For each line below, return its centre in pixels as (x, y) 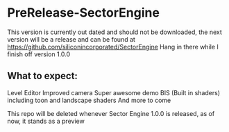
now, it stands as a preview (46, 121)
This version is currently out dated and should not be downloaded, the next (114, 32)
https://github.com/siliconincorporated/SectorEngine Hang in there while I (113, 47)
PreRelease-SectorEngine (83, 13)
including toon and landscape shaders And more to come (89, 100)
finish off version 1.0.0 (39, 54)
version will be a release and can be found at (71, 39)
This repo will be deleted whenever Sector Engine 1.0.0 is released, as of (111, 113)
